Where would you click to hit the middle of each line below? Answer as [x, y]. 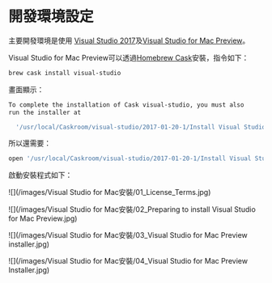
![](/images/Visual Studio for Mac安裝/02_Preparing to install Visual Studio [132, 209]
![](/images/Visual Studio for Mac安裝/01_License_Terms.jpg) [110, 192]
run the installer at [45, 112]
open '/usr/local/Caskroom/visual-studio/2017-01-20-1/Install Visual [130, 158]
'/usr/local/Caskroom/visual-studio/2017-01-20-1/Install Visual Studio [141, 127]
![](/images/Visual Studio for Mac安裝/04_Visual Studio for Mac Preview [128, 261]
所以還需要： [30, 143]
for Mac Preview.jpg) [43, 218]
